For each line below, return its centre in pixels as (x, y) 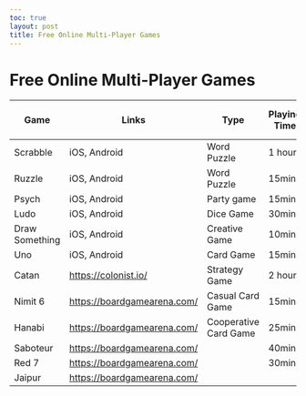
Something (37, 240)
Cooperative (233, 322)
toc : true (28, 18)
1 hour (283, 153)
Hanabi (29, 328)
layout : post (34, 26)
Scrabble (33, 153)
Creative (224, 228)
